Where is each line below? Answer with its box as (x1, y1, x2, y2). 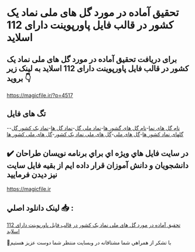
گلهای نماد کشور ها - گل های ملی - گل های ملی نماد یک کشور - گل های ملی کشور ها (6, 130, 184, 137)
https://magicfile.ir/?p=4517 (6, 92, 73, 99)
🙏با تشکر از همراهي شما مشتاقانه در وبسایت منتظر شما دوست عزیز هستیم (6, 239, 172, 246)
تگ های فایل (6, 109, 46, 119)
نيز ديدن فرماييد (6, 170, 57, 180)
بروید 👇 (6, 73, 32, 83)
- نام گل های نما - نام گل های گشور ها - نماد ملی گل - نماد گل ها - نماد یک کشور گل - (6, 124, 180, 132)
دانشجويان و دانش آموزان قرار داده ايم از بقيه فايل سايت (6, 160, 189, 170)
